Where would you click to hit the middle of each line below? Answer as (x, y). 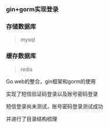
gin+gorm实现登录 (32, 9)
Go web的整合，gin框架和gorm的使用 (51, 81)
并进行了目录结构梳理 (31, 119)
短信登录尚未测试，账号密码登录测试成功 (54, 106)
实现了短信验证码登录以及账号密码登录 (52, 94)
